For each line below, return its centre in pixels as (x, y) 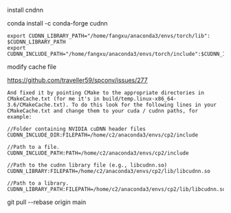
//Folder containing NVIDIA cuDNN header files (77, 129)
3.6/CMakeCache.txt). (38, 105)
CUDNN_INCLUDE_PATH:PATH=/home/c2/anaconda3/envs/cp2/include (98, 153)
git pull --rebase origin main (47, 202)
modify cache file (32, 67)
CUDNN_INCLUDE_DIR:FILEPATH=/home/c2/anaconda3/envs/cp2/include (102, 135)
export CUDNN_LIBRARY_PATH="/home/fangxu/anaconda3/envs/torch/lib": (109, 36)
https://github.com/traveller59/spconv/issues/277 (77, 80)
